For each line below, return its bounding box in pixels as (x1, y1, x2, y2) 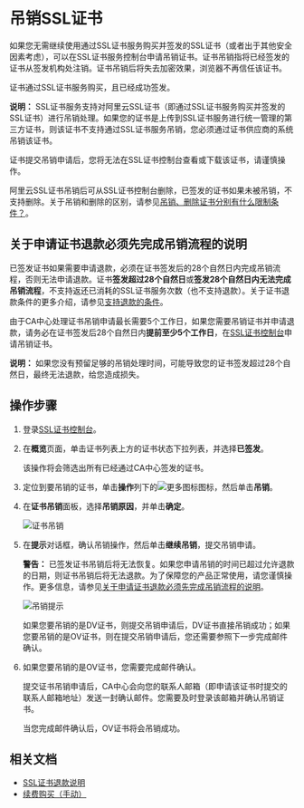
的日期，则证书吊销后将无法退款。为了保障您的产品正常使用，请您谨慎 (22, 570, 285, 581)
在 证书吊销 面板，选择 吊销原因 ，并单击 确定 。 (22, 500, 190, 512)
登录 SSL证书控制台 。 (22, 423, 101, 435)
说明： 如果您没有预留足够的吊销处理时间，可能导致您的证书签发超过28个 (9, 357, 283, 368)
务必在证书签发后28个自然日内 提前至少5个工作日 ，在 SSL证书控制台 (33, 327, 285, 338)
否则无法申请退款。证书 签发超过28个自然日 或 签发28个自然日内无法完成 (24, 274, 291, 284)
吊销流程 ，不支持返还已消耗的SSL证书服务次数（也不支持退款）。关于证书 (9, 284, 282, 295)
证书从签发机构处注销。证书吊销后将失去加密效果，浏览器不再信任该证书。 (9, 63, 287, 73)
